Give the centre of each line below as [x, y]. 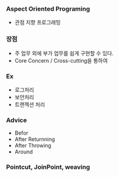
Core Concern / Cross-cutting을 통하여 [61, 60]
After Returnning [35, 139]
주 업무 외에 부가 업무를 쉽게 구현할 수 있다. [64, 53]
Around [24, 152]
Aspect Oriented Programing [48, 9]
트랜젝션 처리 [30, 104]
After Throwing [33, 146]
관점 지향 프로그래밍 [37, 22]
